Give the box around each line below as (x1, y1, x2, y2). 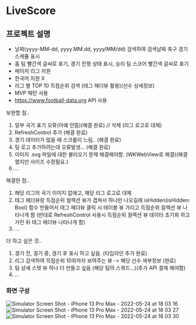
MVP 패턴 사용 (14, 90, 49, 96)
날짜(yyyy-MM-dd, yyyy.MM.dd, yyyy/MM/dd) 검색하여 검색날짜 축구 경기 (14, 46, 188, 52)
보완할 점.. (6, 110, 30, 116)
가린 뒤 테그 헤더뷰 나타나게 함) (14, 218, 86, 225)
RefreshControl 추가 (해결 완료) (14, 129, 88, 136)
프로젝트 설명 (6, 29, 51, 39)
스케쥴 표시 (14, 53, 40, 60)
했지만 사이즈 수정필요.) (14, 158, 68, 165)
